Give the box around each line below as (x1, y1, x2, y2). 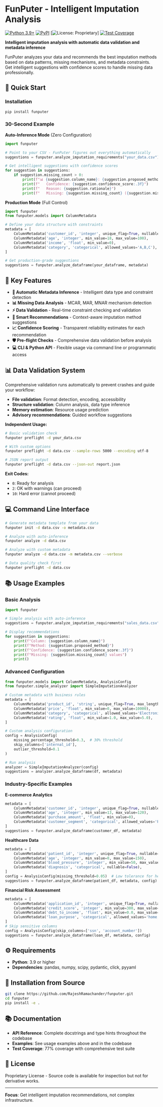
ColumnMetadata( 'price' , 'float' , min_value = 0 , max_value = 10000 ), (14, 706, 151, 711)
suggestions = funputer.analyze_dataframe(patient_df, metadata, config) (5, 878, 158, 883)
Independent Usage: (5, 421, 48, 427)
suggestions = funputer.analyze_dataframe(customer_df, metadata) (5, 828, 142, 833)
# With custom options (5, 444, 51, 449)
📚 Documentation (5, 1015, 62, 1023)
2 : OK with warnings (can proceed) (12, 486, 82, 491)
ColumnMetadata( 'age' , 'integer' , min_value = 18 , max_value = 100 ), (14, 235, 149, 241)
